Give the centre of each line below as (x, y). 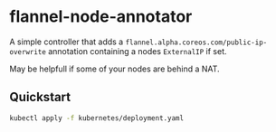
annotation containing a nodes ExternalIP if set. (138, 51)
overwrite (28, 52)
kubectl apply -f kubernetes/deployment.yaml (96, 118)
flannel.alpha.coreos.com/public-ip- (196, 42)
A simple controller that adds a (67, 42)
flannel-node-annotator (101, 17)
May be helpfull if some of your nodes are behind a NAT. (114, 69)
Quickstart (40, 97)
